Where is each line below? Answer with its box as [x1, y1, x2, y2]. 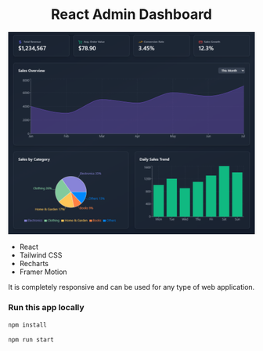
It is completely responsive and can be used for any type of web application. [8, 283, 255, 292]
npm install [8, 320, 47, 329]
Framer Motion [19, 267, 68, 276]
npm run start [8, 335, 55, 343]
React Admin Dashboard [50, 5, 213, 24]
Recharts [19, 259, 49, 269]
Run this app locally [8, 302, 85, 313]
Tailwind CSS [19, 250, 63, 260]
